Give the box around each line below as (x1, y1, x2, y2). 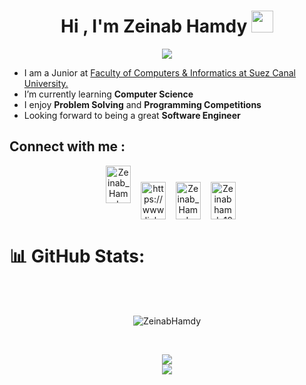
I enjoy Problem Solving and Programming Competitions (23, 98, 262, 110)
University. (23, 77, 69, 89)
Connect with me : (9, 138, 126, 155)
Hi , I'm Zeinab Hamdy (60, 15, 248, 38)
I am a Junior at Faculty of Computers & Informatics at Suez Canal (23, 66, 296, 79)
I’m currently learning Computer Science (23, 88, 194, 100)
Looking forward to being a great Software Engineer (23, 109, 241, 121)
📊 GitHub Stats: (9, 245, 146, 268)
